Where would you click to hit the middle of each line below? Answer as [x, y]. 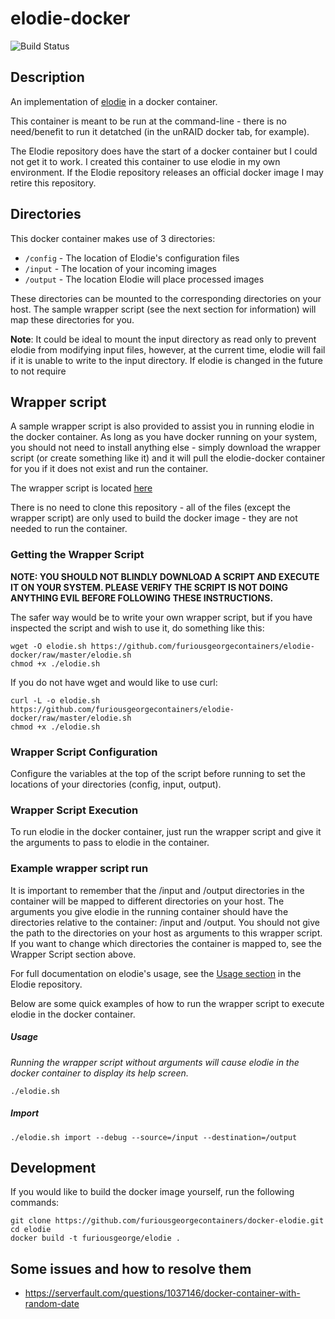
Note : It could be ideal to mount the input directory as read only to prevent [163, 339]
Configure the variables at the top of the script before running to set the [158, 773]
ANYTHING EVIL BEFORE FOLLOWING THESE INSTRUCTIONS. [142, 598]
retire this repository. [53, 183]
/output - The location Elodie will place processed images [144, 279]
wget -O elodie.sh [48, 646]
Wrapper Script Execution [74, 810]
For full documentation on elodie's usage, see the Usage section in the [156, 973]
